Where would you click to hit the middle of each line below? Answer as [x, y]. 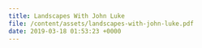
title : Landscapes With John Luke [67, 16]
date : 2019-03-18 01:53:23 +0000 [65, 31]
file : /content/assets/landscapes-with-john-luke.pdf [101, 24]
